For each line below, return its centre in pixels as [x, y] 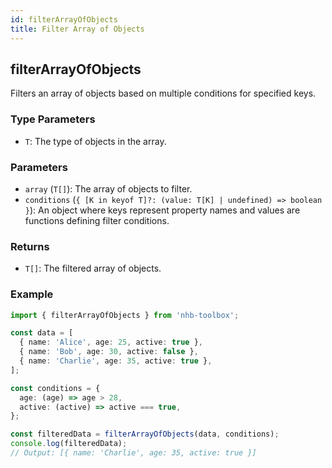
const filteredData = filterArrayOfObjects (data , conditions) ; [145, 434]
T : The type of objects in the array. [95, 141]
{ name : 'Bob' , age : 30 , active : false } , [109, 352]
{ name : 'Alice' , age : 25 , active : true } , [111, 342]
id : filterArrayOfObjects [64, 19]
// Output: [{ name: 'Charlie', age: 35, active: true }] [133, 453]
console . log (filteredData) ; [69, 444]
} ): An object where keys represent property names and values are [162, 210]
